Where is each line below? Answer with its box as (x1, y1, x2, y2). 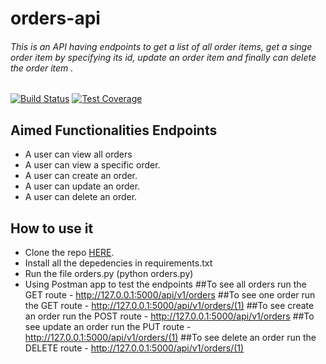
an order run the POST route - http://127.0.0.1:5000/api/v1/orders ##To (24, 310, 315, 322)
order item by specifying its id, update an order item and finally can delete (10, 51, 317, 63)
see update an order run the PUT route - (24, 321, 192, 333)
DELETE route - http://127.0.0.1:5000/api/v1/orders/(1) (24, 342, 245, 354)
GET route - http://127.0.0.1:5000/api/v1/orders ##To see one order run (24, 289, 316, 301)
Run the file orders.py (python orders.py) (24, 268, 194, 280)
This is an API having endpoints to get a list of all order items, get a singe (10, 40, 313, 52)
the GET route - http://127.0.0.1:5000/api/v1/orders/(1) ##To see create (24, 300, 315, 312)
